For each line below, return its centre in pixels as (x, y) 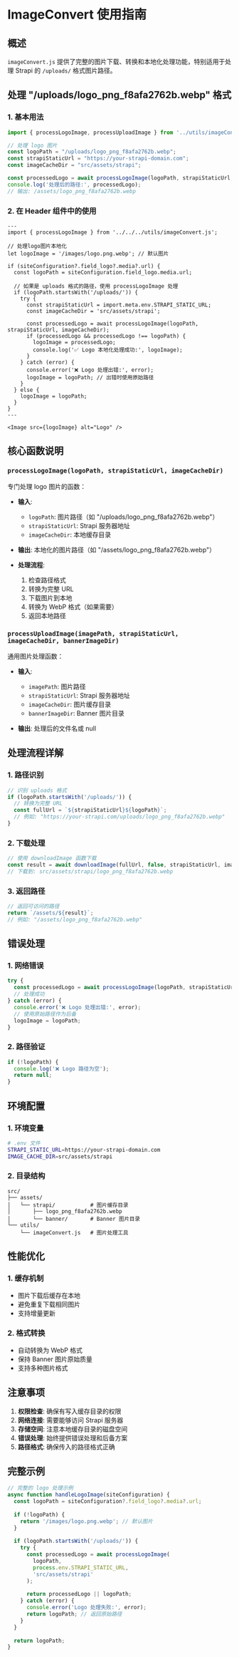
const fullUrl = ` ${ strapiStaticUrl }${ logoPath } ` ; (90, 810)
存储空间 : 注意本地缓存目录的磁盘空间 (73, 1429)
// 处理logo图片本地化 (37, 246)
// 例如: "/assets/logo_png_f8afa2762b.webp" (75, 919)
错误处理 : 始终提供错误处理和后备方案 (73, 1437)
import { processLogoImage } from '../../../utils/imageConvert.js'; (113, 232)
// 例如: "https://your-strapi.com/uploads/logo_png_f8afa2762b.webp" (119, 817)
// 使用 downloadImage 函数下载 (52, 858)
